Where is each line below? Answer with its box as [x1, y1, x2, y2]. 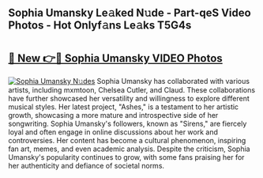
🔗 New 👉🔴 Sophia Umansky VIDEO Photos [8, 51, 223, 65]
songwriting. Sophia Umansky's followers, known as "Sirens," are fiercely [8, 119, 247, 128]
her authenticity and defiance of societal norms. [8, 161, 164, 170]
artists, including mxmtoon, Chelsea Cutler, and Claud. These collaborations [8, 85, 255, 94]
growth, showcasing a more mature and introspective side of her [8, 111, 219, 119]
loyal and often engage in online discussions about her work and [8, 127, 219, 137]
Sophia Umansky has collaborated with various [96, 77, 250, 85]
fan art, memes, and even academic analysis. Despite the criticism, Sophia [8, 144, 250, 153]
